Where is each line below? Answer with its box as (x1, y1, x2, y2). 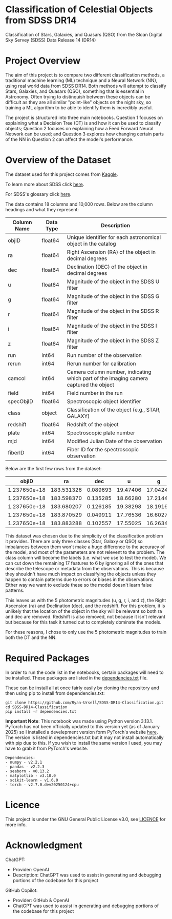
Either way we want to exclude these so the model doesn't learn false (5, 582, 152, 588)
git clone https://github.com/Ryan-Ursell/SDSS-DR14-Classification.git (5, 700, 164, 705)
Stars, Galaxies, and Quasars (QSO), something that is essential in (5, 88, 144, 94)
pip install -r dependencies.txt (5, 709, 77, 714)
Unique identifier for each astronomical (67, 233, 161, 241)
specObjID (8, 397, 33, 405)
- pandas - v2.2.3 (5, 764, 45, 769)
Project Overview (5, 55, 81, 67)
